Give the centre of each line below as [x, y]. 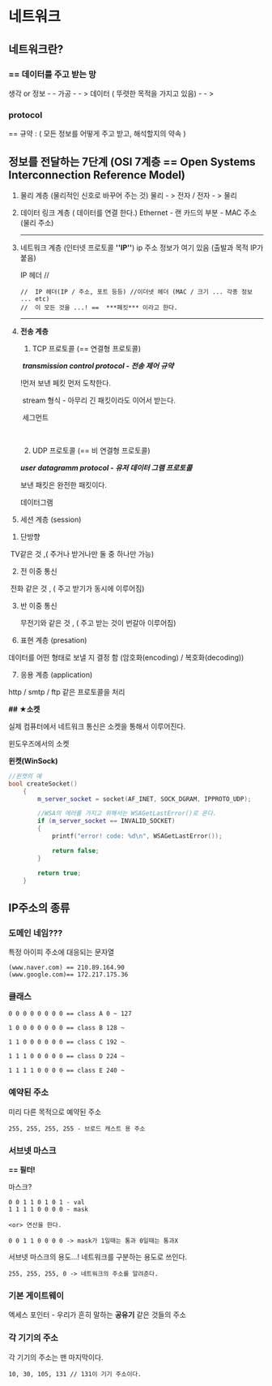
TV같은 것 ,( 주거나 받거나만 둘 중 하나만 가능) [82, 553]
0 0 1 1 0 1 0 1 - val [47, 1203]
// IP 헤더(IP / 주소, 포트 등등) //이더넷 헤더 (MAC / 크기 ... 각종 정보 [136, 292]
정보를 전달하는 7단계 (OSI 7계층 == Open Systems [132, 162]
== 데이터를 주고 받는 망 [53, 74]
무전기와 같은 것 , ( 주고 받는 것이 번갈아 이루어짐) [98, 622]
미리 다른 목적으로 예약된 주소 [55, 1112]
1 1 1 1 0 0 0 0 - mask [49, 1210]
